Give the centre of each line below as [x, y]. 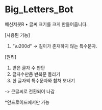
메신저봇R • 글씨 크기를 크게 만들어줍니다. [46, 24]
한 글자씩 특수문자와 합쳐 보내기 [43, 80]
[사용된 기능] [17, 35]
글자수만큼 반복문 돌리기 [36, 74]
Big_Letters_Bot [39, 9]
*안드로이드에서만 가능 [27, 102]
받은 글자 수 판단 [29, 68]
